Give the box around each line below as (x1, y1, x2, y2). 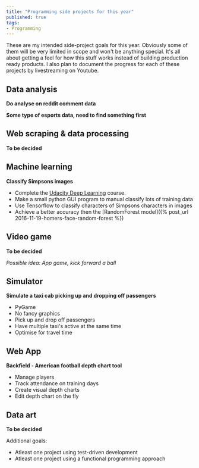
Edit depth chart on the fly (14, 392, 79, 400)
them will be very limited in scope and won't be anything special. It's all (6, 48, 181, 55)
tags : (6, 20, 20, 26)
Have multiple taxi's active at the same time (14, 323, 122, 330)
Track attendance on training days (14, 380, 99, 387)
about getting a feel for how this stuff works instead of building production (6, 54, 188, 61)
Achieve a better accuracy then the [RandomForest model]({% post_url (14, 208, 189, 215)
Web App (6, 346, 42, 356)
